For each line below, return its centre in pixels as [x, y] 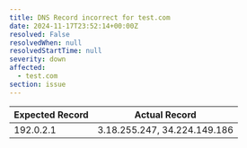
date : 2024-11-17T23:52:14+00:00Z [74, 26]
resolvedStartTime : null [56, 51]
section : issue [38, 84]
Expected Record [51, 115]
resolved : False [40, 34]
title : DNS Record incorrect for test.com [90, 17]
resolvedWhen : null [46, 43]
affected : [28, 68]
